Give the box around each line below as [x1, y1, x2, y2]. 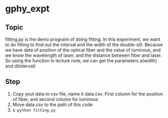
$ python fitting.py [12, 107, 56, 113]
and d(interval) [5, 63, 36, 69]
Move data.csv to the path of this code [12, 101, 93, 107]
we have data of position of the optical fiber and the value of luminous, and [5, 47, 161, 53]
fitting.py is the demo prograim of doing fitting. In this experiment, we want [5, 36, 160, 42]
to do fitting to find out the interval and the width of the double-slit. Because [5, 42, 163, 48]
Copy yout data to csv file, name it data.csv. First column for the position [12, 91, 163, 97]
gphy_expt [5, 3, 50, 15]
